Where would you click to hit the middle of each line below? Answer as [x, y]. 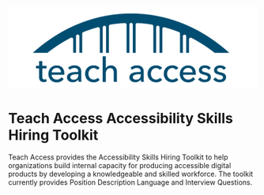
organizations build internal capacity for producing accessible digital [120, 165]
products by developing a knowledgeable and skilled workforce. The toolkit [131, 174]
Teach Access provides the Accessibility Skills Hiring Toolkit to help [118, 157]
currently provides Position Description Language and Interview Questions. [130, 182]
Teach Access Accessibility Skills [121, 119]
